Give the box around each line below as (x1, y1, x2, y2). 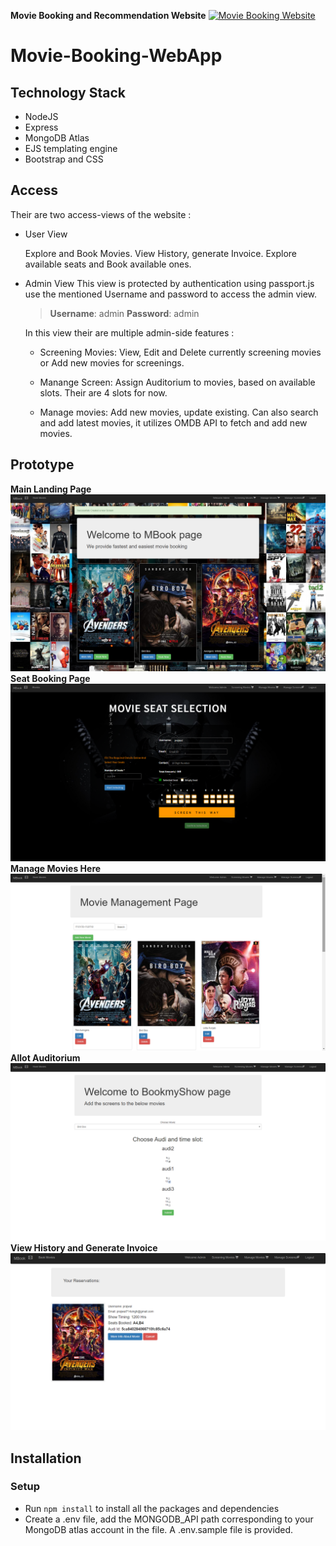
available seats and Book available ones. (24, 258, 192, 270)
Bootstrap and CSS (24, 153, 104, 165)
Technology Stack (10, 84, 126, 101)
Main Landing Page (10, 483, 92, 495)
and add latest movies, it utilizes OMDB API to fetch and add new (39, 416, 308, 429)
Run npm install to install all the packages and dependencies (24, 1502, 280, 1514)
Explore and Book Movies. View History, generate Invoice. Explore (24, 247, 298, 259)
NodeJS (24, 111, 59, 122)
